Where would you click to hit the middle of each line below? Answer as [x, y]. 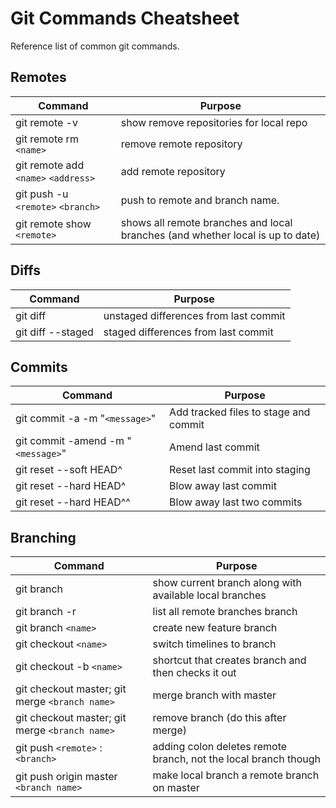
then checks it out [194, 673]
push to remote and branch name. [200, 200]
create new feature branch [215, 628]
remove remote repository [181, 144]
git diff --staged [54, 332]
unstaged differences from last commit [194, 315]
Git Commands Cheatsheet [125, 18]
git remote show [53, 224]
